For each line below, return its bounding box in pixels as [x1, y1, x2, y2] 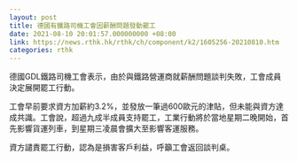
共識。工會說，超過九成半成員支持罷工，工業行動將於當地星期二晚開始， [16, 112, 281, 123]
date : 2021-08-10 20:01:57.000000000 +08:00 [9, 29, 176, 38]
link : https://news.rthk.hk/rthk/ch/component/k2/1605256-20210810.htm [9, 37, 279, 47]
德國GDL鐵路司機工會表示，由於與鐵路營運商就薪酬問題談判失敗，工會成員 [9, 72, 282, 82]
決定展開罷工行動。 [9, 82, 80, 93]
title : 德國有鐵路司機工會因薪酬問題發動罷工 [9, 21, 157, 30]
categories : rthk [9, 46, 74, 55]
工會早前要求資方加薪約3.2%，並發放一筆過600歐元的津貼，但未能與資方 [9, 101, 277, 111]
